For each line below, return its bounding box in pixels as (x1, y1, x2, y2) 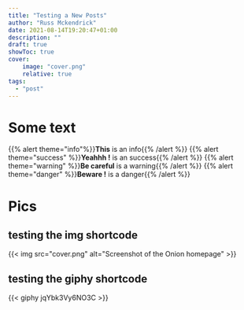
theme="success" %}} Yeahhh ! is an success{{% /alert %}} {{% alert (8, 153, 234, 162)
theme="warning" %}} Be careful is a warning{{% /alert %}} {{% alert (8, 161, 234, 171)
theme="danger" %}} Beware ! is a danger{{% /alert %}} (8, 170, 190, 179)
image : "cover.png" (22, 63, 87, 71)
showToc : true (8, 48, 55, 56)
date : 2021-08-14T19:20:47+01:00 (8, 26, 118, 34)
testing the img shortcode (8, 228, 138, 242)
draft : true (8, 41, 47, 49)
